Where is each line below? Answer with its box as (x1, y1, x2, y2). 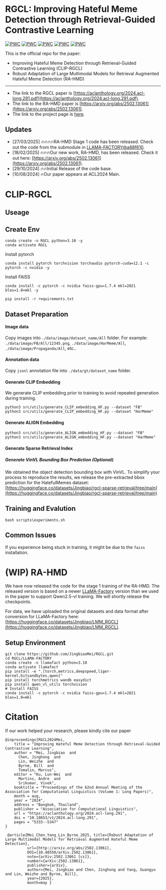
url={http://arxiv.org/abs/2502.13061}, (27, 845, 112, 851)
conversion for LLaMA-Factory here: (5, 614, 79, 620)
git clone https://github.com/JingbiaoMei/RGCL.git (5, 652, 114, 657)
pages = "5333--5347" (14, 820, 58, 825)
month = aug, (14, 793, 41, 799)
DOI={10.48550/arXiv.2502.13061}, (27, 850, 98, 855)
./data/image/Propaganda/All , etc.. (5, 345, 77, 351)
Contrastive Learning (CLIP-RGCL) (12, 65, 83, 71)
